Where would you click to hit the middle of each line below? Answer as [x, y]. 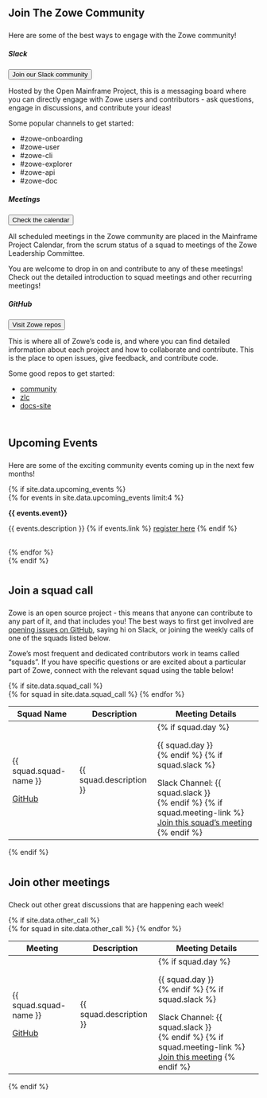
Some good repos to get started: [62, 373]
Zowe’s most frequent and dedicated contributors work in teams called [124, 654]
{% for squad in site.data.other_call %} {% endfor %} [95, 928]
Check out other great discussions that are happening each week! [116, 904]
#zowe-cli [36, 156]
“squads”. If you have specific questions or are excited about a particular [127, 662]
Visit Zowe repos [37, 325]
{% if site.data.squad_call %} [56, 686]
